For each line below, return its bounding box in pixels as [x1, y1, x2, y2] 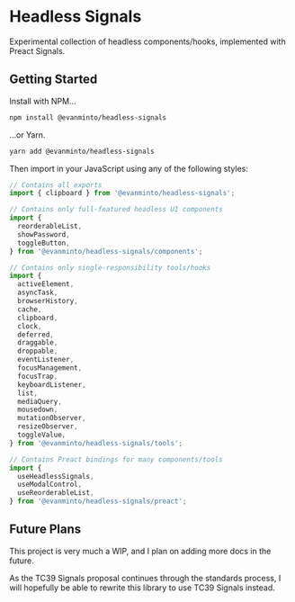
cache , [17, 304, 42, 314]
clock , [17, 321, 42, 330]
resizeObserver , [17, 422, 78, 431]
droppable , [17, 346, 58, 356]
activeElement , [17, 280, 75, 289]
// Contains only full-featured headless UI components [9, 205, 223, 214]
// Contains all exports [9, 180, 103, 190]
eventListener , [17, 355, 75, 364]
